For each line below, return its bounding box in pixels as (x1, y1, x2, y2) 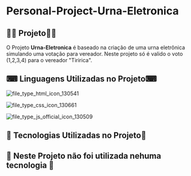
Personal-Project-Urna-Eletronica (6, 4, 179, 18)
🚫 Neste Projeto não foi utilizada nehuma (6, 151, 162, 161)
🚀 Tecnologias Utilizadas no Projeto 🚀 (6, 131, 147, 141)
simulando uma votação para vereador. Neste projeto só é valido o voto (6, 50, 183, 57)
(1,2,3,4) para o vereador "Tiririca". (6, 57, 92, 63)
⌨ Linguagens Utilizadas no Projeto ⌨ (6, 74, 157, 84)
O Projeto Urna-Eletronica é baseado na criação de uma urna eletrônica (6, 44, 185, 51)
